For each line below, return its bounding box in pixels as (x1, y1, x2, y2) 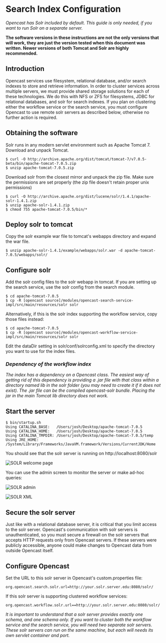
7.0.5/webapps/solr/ (5, 253, 48, 258)
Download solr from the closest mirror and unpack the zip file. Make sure (5, 174, 154, 180)
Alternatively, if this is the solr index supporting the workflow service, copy (5, 311, 157, 317)
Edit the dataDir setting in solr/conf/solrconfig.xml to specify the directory (5, 343, 155, 349)
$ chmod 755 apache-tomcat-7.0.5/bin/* (5, 207, 88, 212)
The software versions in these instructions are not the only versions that (5, 35, 159, 40)
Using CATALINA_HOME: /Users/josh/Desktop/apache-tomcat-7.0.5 (5, 429, 142, 434)
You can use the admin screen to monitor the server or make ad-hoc (5, 470, 145, 476)
